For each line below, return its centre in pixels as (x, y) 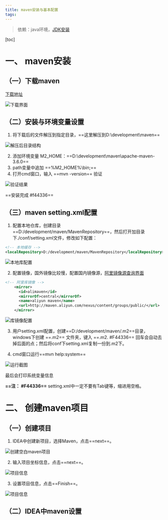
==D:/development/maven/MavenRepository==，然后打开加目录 (78, 232)
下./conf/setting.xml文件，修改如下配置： (55, 238)
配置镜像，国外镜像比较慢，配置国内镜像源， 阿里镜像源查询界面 (78, 272)
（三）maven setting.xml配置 (51, 212)
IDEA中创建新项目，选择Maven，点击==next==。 (63, 441)
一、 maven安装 (38, 61)
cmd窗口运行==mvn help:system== (49, 354)
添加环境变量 (25, 156)
